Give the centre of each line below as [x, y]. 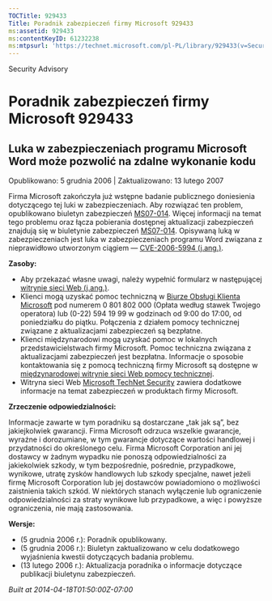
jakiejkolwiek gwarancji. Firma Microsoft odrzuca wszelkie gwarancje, [125, 431]
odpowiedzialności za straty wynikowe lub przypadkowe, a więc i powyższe [135, 500]
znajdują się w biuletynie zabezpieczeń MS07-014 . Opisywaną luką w [124, 231]
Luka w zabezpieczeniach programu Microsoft [128, 148]
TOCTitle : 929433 [38, 16]
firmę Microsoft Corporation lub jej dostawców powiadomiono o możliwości [134, 483]
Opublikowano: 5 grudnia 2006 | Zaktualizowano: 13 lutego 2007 [116, 181]
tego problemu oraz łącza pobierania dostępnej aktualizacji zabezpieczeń [131, 222]
